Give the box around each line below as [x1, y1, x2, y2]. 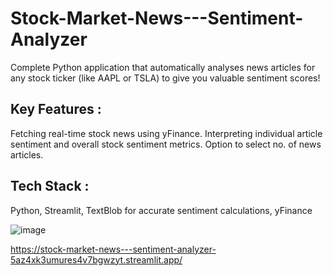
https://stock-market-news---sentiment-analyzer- [10, 243, 217, 255]
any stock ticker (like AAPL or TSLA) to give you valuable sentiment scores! [10, 72, 321, 84]
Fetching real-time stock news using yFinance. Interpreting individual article [10, 127, 323, 139]
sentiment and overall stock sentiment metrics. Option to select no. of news [10, 138, 322, 150]
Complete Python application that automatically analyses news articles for [10, 61, 316, 73]
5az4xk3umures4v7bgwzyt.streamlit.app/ [10, 253, 183, 266]
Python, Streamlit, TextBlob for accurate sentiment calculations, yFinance [10, 204, 313, 216]
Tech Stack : [10, 178, 90, 195]
